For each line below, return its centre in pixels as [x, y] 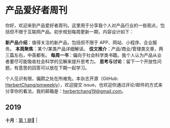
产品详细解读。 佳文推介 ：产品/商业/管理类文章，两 [110, 49]
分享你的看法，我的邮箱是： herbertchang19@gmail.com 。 [66, 91]
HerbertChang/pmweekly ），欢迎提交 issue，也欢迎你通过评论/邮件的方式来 [84, 84]
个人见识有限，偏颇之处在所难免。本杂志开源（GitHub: [62, 78]
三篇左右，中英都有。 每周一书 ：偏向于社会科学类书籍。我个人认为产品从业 [83, 55]
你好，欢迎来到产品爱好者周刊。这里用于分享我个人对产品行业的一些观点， [83, 25]
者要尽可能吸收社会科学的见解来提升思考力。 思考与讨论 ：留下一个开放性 [81, 61]
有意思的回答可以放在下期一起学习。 [52, 68]
